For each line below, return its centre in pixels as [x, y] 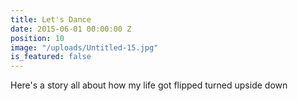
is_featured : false [51, 57]
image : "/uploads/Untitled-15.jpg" [84, 47]
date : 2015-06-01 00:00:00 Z [71, 29]
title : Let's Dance [51, 19]
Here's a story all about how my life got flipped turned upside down [149, 85]
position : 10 [37, 38]
